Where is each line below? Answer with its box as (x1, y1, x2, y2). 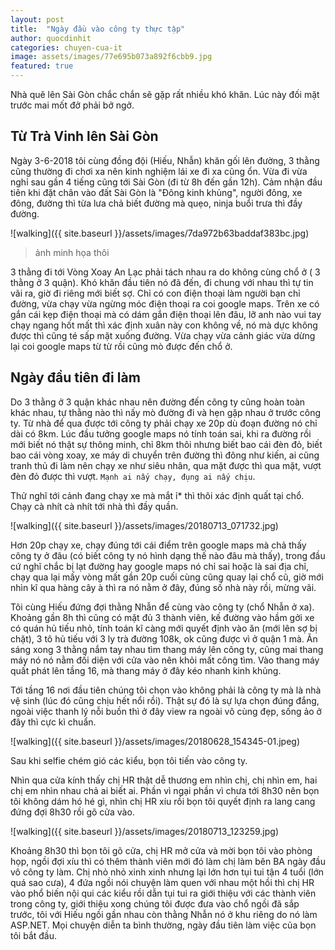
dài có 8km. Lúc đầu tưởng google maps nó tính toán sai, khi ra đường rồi (10, 427, 312, 440)
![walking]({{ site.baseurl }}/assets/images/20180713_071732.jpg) (10, 519, 279, 531)
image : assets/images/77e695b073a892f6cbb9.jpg (10, 52, 213, 62)
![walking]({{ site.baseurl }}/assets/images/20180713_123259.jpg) (10, 825, 280, 837)
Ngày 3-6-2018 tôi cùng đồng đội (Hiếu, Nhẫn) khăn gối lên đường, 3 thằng (10, 154, 320, 166)
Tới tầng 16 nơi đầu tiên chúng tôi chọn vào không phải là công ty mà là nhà (10, 684, 322, 696)
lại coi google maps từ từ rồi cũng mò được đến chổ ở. (10, 340, 233, 352)
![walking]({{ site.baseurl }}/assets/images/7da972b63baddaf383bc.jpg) (10, 227, 310, 239)
